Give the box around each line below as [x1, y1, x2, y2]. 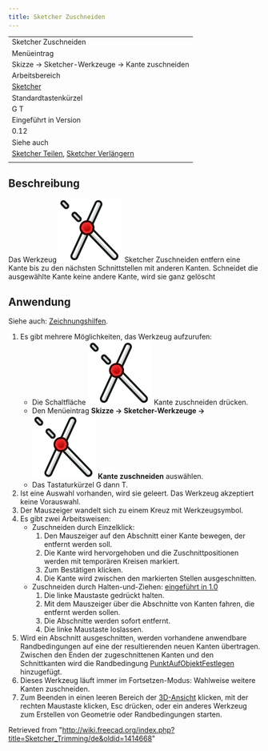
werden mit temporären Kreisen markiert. [43, 556, 180, 566]
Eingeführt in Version [11, 115, 82, 125]
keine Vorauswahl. [19, 497, 82, 507]
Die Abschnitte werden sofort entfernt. [43, 616, 170, 626]
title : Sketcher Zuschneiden [8, 13, 106, 21]
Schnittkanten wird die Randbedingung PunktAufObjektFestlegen [19, 659, 234, 669]
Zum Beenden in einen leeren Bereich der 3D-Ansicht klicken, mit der [19, 693, 249, 702]
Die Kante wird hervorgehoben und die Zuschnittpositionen [43, 548, 239, 558]
